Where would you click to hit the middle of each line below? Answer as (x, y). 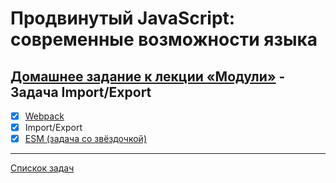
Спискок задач (42, 168)
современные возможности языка (164, 39)
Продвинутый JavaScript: (123, 18)
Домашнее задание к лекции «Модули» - (148, 76)
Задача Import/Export (81, 92)
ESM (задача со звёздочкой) (85, 139)
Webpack (44, 116)
